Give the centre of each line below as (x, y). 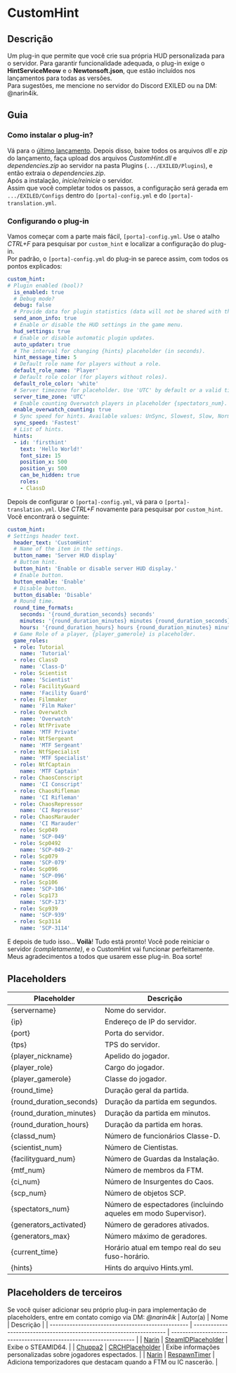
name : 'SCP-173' (44, 902)
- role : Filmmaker (41, 700)
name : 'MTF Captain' (50, 771)
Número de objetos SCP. (145, 1193)
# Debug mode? (34, 299)
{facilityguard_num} (43, 1159)
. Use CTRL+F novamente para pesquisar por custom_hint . (139, 509)
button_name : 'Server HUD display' (66, 556)
